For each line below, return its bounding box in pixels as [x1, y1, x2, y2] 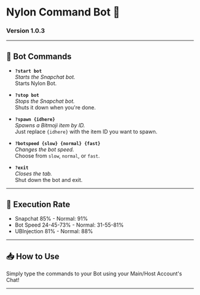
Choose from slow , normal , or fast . [14, 152, 100, 159]
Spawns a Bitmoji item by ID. [14, 122, 85, 129]
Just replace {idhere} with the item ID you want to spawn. [14, 128, 158, 136]
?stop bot [14, 92, 40, 99]
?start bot [14, 68, 42, 74]
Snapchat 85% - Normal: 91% [14, 215, 88, 222]
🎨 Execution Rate [6, 199, 70, 209]
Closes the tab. [14, 170, 52, 177]
